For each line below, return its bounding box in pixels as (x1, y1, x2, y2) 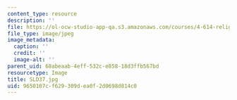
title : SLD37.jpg (7, 75, 59, 83)
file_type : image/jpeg (7, 30, 74, 37)
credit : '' (13, 50, 46, 57)
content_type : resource (7, 10, 78, 18)
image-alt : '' (13, 56, 55, 63)
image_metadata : (7, 37, 55, 44)
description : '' (7, 17, 55, 24)
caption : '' (13, 43, 49, 50)
